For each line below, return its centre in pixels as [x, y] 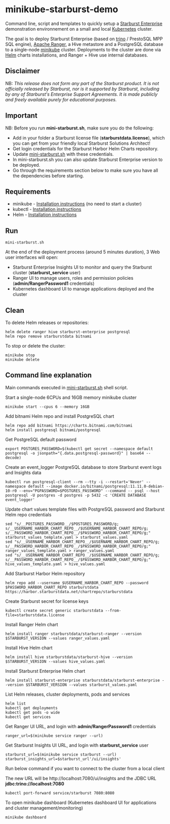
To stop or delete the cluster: [36, 346]
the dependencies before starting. [48, 176]
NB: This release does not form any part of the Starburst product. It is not [82, 83]
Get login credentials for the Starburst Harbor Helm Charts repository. [86, 148]
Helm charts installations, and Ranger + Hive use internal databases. [77, 55]
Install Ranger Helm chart [32, 624]
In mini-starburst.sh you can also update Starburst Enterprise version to [88, 160]
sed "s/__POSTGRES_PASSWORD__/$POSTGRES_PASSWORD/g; [62, 524]
